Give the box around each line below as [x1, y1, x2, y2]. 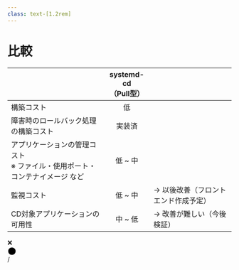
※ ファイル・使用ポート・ [11, 161, 96, 171]
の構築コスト [11, 126, 55, 136]
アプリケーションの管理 [11, 139, 90, 149]
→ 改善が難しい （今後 [153, 209, 226, 219]
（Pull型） [109, 88, 144, 98]
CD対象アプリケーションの [11, 209, 100, 219]
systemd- [109, 69, 144, 79]
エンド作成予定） [153, 195, 211, 205]
